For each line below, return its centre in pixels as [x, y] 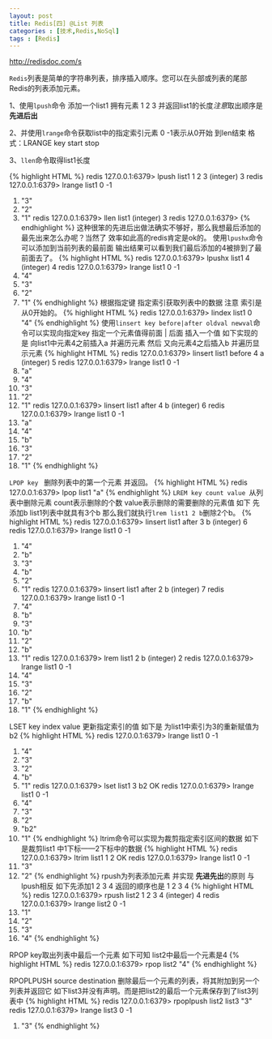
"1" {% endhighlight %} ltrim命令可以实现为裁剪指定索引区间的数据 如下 [140, 839]
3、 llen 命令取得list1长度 [50, 160]
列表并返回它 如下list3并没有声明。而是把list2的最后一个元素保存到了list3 [130, 991]
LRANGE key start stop [61, 143]
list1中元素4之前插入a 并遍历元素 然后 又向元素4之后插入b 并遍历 [145, 343]
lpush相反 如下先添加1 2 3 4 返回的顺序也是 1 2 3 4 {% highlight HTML [137, 886]
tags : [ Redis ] [35, 38]
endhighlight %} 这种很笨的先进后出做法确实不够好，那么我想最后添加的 [141, 228]
